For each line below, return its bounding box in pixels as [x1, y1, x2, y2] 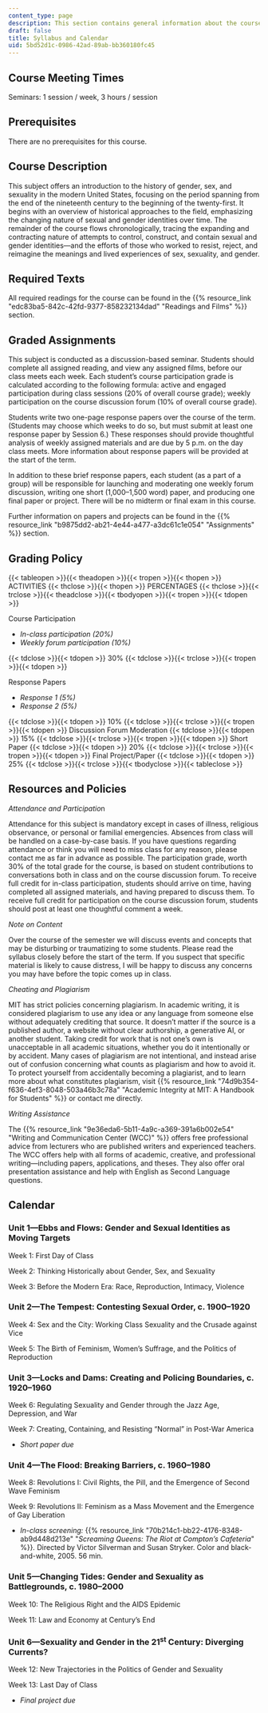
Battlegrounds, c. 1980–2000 [8, 1581, 124, 1592]
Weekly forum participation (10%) [19, 638, 132, 647]
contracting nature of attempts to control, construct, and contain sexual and [8, 232, 258, 241]
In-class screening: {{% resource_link [19, 1526, 144, 1536]
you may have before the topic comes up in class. [8, 969, 171, 978]
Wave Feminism [8, 1486, 61, 1496]
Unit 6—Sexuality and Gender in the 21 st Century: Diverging [8, 1635, 244, 1647]
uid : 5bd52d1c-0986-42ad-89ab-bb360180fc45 [8, 42, 156, 50]
